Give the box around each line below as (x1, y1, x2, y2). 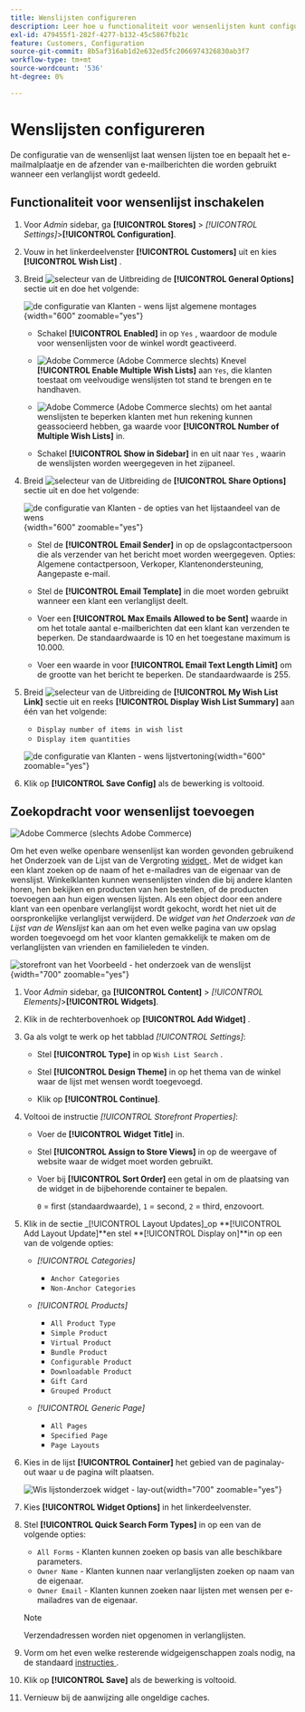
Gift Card (50, 1377, 88, 1386)
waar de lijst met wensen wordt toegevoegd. (36, 1076, 203, 1087)
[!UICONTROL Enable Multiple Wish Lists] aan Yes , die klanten (36, 365, 272, 375)
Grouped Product (50, 1386, 112, 1396)
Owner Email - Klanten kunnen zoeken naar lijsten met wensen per (36, 1585, 283, 1596)
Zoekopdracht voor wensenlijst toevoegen (10, 803, 255, 819)
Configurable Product (50, 1357, 132, 1367)
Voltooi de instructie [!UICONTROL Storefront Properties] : (23, 1112, 239, 1123)
